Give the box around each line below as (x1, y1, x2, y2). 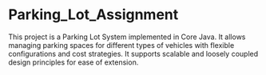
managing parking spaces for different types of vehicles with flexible (8, 40, 235, 49)
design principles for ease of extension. (8, 57, 139, 67)
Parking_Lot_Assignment (8, 6, 179, 24)
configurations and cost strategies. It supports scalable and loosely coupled (8, 49, 259, 58)
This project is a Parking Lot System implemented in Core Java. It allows (8, 32, 246, 41)
